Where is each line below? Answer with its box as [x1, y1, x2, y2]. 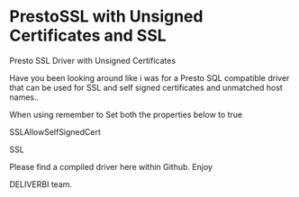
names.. [9, 92, 40, 103]
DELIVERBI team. [9, 178, 73, 190]
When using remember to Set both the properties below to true [9, 109, 243, 120]
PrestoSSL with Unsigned [9, 6, 204, 27]
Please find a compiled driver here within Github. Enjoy [9, 161, 213, 172]
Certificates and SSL [9, 25, 167, 46]
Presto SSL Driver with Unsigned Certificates [9, 55, 177, 66]
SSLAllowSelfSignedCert [9, 126, 102, 137]
